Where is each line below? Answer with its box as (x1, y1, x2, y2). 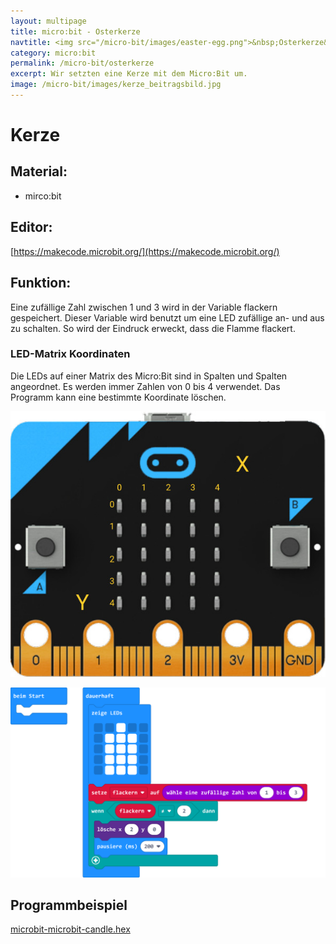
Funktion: (10, 275, 72, 292)
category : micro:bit (10, 48, 97, 58)
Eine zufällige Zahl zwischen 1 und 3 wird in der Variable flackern (10, 301, 278, 313)
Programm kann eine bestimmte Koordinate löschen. (10, 391, 227, 403)
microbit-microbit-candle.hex (10, 923, 131, 935)
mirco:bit (24, 190, 62, 202)
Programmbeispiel (10, 896, 128, 914)
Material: (10, 163, 68, 180)
